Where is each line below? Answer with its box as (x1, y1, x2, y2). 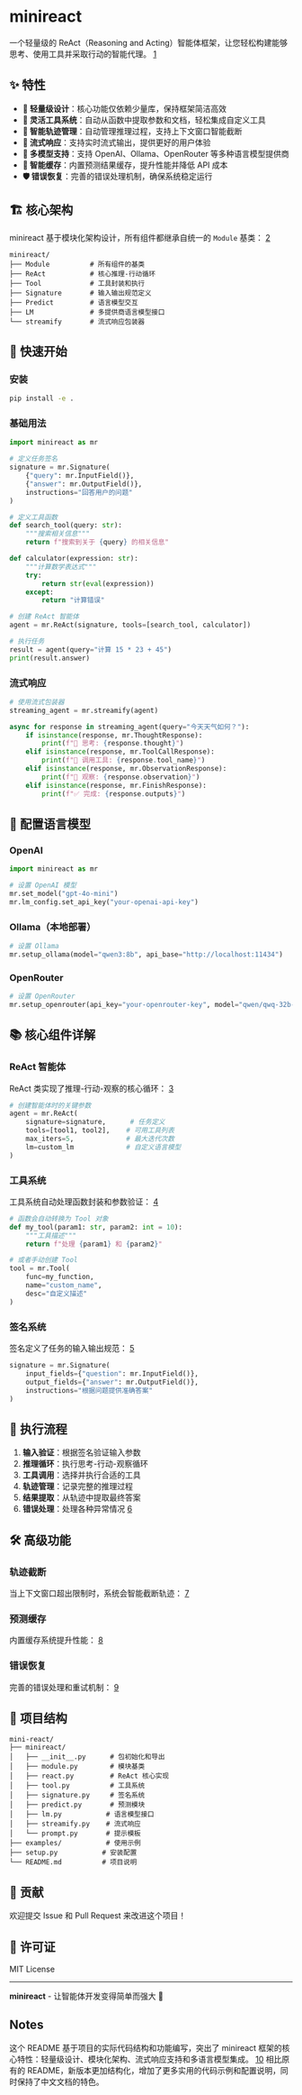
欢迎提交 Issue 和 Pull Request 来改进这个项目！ (9, 1910, 187, 1921)
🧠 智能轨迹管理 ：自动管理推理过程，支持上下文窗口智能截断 (22, 125, 243, 136)
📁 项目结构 (9, 1710, 67, 1725)
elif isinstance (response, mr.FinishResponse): (25, 781, 207, 790)
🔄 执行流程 (9, 1422, 67, 1437)
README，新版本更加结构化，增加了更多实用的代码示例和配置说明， (26, 2064, 281, 2075)
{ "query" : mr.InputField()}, (25, 471, 135, 480)
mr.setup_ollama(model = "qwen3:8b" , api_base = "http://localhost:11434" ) (9, 949, 283, 959)
